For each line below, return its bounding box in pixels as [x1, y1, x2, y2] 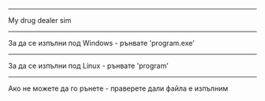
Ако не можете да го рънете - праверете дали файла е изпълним [8, 84, 229, 93]
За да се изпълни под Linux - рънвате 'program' [8, 61, 170, 70]
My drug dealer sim [8, 16, 72, 24]
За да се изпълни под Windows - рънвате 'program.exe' [8, 39, 195, 47]
